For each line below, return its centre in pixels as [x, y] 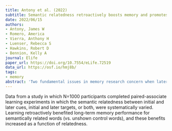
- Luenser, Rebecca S [28, 44]
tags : [11, 72]
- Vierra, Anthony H [27, 39]
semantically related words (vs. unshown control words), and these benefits [85, 118]
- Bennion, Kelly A [26, 53]
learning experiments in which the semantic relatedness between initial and [85, 102]
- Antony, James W [25, 29]
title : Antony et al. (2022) [36, 10]
